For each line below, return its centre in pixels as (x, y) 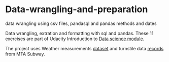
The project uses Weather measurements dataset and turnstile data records (84, 48)
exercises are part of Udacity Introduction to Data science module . (75, 39)
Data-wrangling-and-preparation (77, 9)
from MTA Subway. (25, 54)
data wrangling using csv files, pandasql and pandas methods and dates (81, 23)
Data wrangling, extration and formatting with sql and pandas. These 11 (79, 33)
